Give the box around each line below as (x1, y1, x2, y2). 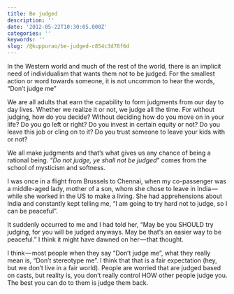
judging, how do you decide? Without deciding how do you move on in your (7, 113, 225, 121)
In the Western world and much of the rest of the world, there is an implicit (7, 62, 221, 70)
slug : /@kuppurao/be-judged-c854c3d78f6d (7, 43, 130, 50)
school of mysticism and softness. (7, 164, 106, 171)
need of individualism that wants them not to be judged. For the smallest (7, 69, 215, 78)
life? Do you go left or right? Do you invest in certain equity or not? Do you (7, 120, 220, 128)
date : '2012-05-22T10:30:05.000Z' (7, 23, 108, 30)
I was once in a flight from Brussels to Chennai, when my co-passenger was (7, 177, 227, 185)
